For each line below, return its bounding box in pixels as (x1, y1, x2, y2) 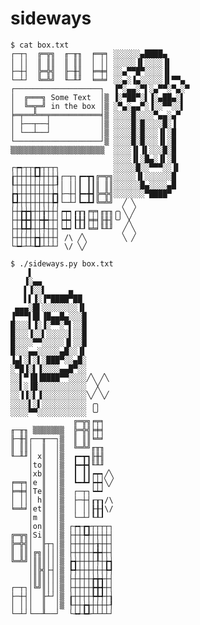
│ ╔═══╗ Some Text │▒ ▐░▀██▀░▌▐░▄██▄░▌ (10, 92, 186, 102)
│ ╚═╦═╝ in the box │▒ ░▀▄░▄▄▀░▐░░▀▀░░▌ (10, 101, 186, 111)
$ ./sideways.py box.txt (10, 258, 114, 269)
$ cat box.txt (10, 40, 70, 50)
